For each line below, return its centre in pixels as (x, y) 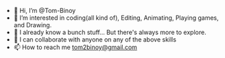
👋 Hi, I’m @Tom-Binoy (45, 11)
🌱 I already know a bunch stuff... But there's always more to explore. (110, 32)
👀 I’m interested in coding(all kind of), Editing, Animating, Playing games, (116, 18)
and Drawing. (33, 25)
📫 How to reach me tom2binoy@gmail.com (75, 47)
